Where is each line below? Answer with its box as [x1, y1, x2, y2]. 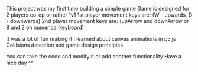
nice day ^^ [6, 59, 34, 66]
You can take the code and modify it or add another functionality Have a [6, 53, 181, 60]
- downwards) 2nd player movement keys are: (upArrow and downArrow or [6, 18, 189, 24]
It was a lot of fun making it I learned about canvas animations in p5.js [6, 35, 176, 42]
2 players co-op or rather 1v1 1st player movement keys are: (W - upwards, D [6, 11, 193, 18]
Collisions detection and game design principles [6, 41, 123, 48]
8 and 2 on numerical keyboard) [6, 24, 85, 31]
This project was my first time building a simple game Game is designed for [6, 5, 190, 12]
